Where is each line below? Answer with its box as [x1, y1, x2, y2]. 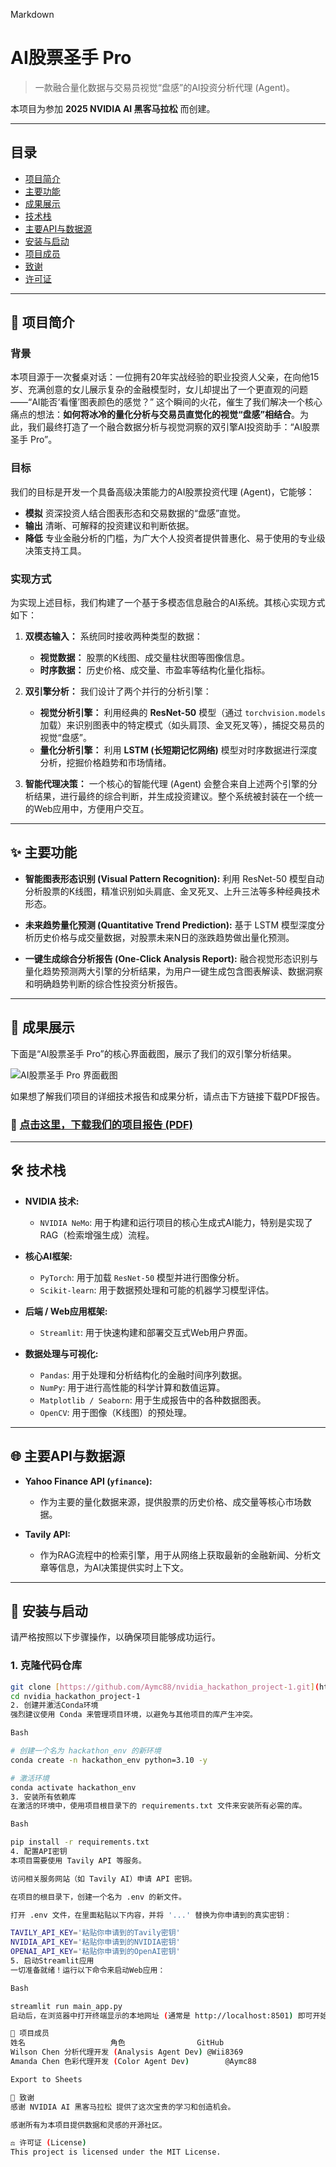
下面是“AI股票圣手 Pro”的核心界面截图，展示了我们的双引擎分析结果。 [10, 1047, 297, 1059]
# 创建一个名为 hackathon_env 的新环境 [10, 1746, 162, 1756]
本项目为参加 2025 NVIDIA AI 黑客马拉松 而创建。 [10, 102, 216, 114]
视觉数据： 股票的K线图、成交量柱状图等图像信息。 [39, 652, 250, 664]
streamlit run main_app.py [10, 2001, 123, 2011]
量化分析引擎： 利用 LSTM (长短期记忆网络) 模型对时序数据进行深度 [39, 744, 318, 756]
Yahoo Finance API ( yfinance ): [24, 1475, 153, 1487]
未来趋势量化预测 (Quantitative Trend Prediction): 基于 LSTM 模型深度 [24, 919, 317, 931]
